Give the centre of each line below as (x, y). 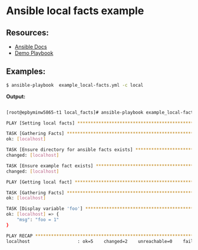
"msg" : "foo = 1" (38, 220)
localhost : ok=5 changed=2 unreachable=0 (89, 241)
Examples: (26, 72)
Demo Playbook (34, 53)
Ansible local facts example (75, 11)
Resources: (27, 33)
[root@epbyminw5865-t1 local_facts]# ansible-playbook (75, 112)
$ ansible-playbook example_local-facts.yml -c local (75, 85)
